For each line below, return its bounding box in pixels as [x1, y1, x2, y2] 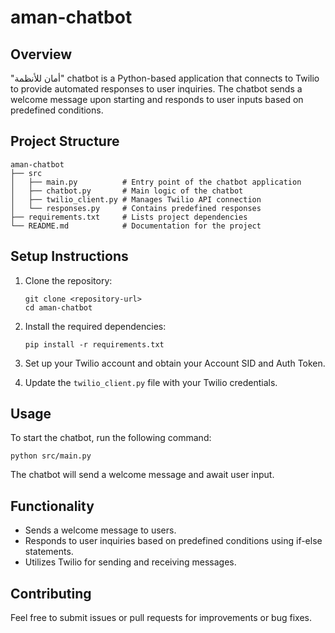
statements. [24, 546, 74, 558]
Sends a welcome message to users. [24, 524, 177, 536]
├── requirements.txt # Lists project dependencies [10, 212, 248, 222]
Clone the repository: [24, 274, 113, 286]
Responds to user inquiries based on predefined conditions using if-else [24, 535, 323, 547]
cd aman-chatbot [24, 302, 93, 313]
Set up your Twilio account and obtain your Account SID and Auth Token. [24, 357, 326, 369]
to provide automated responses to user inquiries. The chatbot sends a [10, 83, 303, 95]
